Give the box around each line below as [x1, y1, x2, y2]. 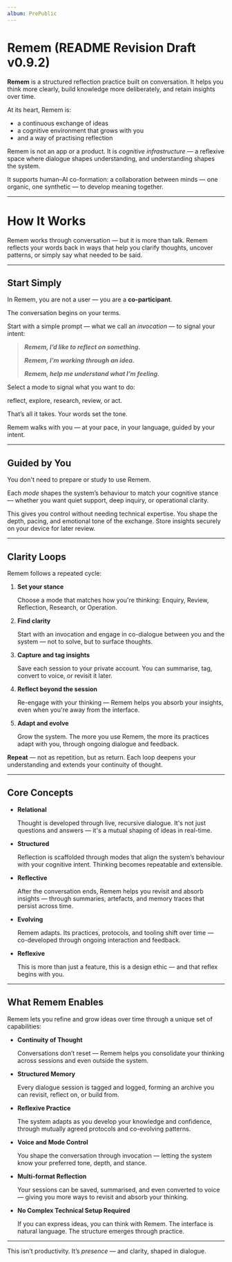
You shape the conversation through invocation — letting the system [17, 1151, 213, 1160]
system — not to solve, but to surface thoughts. [17, 637, 153, 646]
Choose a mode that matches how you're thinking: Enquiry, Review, [17, 596, 209, 604]
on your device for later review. [7, 525, 95, 533]
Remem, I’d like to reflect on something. [23, 343, 141, 351]
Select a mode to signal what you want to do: [7, 383, 136, 391]
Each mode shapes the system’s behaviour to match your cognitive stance [7, 489, 219, 498]
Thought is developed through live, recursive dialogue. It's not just [17, 818, 206, 827]
